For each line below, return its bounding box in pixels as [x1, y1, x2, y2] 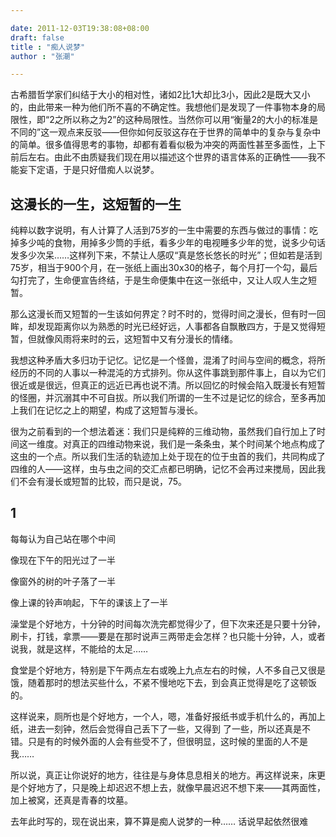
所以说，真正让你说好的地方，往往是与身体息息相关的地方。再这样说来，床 [10, 769, 317, 781]
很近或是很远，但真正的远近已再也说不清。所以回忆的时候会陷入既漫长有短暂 [10, 379, 326, 391]
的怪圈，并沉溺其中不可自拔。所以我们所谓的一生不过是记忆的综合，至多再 [10, 392, 317, 404]
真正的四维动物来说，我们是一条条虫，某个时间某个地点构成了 [71, 438, 326, 450]
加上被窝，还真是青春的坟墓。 [10, 794, 133, 806]
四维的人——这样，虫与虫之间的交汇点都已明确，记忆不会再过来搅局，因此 [10, 463, 317, 475]
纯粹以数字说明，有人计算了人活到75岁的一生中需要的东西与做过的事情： [10, 224, 310, 236]
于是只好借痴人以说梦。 [62, 164, 160, 176]
